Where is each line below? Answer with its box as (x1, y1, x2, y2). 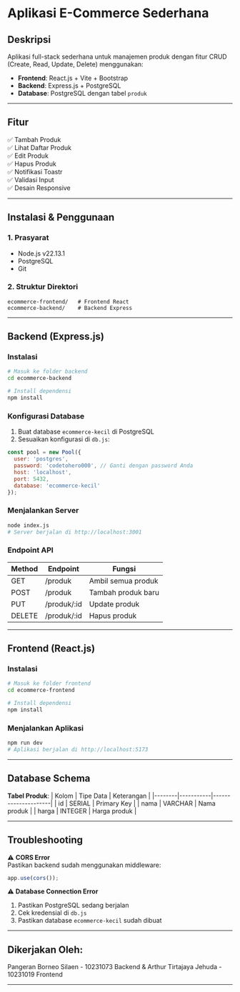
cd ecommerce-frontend (7, 687, 75, 694)
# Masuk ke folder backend (7, 368, 88, 376)
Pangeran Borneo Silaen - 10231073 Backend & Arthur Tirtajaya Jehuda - (7, 963, 222, 971)
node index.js (7, 521, 50, 529)
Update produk (89, 598, 140, 608)
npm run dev (7, 739, 43, 747)
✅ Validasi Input (7, 175, 54, 184)
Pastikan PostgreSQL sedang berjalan (17, 901, 129, 910)
